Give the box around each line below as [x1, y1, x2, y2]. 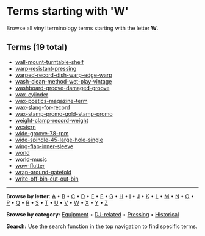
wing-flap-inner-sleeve [15, 142, 74, 150]
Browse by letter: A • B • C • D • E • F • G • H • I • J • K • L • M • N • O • [6, 192, 194, 199]
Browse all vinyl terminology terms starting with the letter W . [6, 24, 159, 32]
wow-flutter [15, 162, 45, 169]
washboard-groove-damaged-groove [15, 84, 110, 91]
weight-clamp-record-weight [15, 116, 88, 124]
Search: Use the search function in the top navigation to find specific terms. [6, 223, 198, 230]
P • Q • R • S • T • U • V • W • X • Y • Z [6, 199, 108, 206]
